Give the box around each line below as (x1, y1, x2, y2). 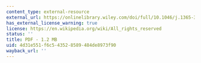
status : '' (6, 31, 33, 37)
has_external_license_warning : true (6, 20, 98, 26)
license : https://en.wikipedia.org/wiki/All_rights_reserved (6, 25, 162, 32)
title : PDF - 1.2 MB (6, 37, 58, 43)
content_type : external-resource (6, 8, 90, 15)
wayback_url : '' (6, 48, 47, 54)
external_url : (6, 14, 42, 20)
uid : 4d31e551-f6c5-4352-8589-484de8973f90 (6, 43, 117, 49)
